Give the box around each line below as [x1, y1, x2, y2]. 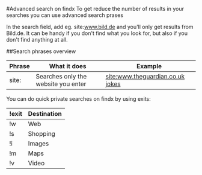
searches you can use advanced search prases [6, 11, 124, 19]
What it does [49, 62, 87, 70]
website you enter [35, 80, 87, 88]
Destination [28, 110, 62, 118]
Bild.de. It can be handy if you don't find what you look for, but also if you [6, 30, 188, 37]
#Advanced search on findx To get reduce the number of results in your [6, 5, 185, 12]
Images [28, 139, 49, 147]
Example [136, 62, 162, 70]
